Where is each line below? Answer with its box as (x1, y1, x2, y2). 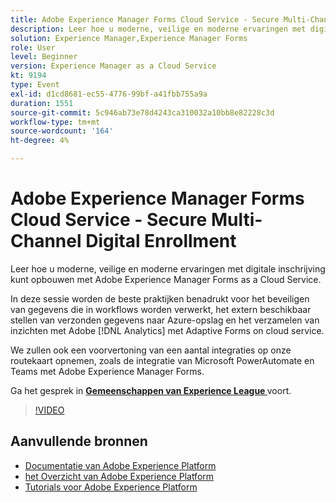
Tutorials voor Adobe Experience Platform (24, 481, 198, 493)
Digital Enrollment (85, 230, 237, 253)
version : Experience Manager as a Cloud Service (10, 61, 217, 71)
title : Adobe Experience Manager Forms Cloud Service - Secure (10, 14, 280, 25)
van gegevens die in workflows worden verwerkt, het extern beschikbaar (10, 303, 312, 315)
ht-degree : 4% (10, 136, 70, 146)
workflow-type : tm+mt (10, 117, 101, 127)
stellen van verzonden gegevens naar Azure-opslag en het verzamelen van (10, 314, 320, 326)
